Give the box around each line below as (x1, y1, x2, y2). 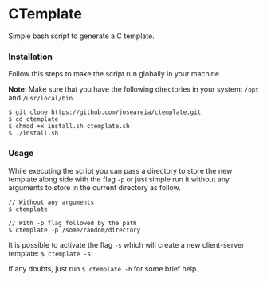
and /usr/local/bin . (8, 93, 75, 103)
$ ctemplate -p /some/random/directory (8, 226, 141, 234)
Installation (8, 51, 53, 62)
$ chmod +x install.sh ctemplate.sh (8, 123, 130, 131)
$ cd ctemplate (8, 115, 59, 123)
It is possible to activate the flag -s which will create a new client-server (8, 240, 245, 249)
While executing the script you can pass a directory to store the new (8, 166, 233, 175)
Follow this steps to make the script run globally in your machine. (8, 69, 222, 79)
